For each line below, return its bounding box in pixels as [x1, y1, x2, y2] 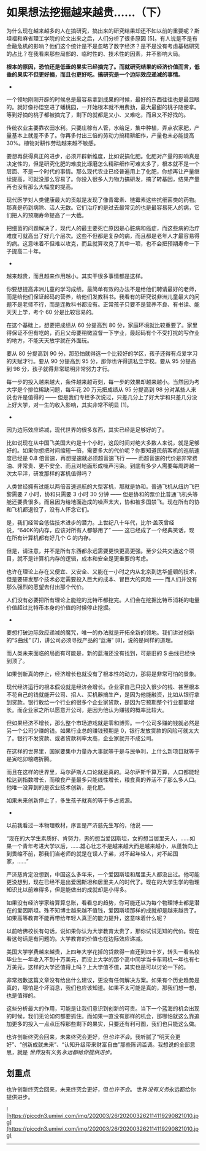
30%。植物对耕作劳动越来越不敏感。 [6, 139, 99, 147]
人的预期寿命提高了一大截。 [17, 211, 87, 218]
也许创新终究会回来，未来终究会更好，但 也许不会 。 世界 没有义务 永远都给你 [6, 1085, 196, 1093]
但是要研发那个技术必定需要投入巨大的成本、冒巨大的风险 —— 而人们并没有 [6, 575, 197, 583]
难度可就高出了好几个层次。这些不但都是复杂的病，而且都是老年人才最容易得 [6, 232, 200, 239]
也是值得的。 [6, 992, 39, 999]
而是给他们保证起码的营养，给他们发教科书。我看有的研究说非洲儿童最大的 [6, 293, 194, 300]
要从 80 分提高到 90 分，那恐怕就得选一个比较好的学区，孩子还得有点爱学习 [6, 350, 198, 357]
